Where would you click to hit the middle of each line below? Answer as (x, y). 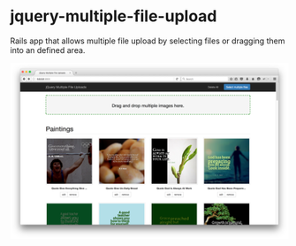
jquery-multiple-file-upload (114, 16)
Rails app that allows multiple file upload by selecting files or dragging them (148, 41)
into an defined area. (48, 50)
